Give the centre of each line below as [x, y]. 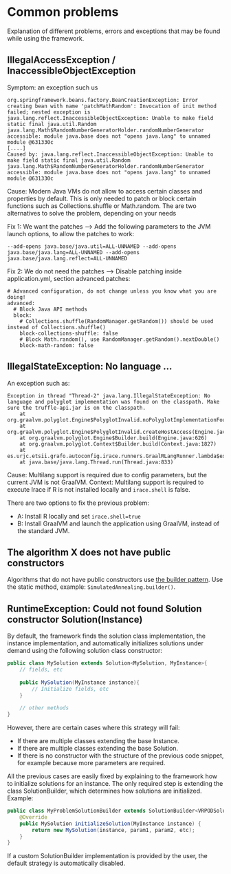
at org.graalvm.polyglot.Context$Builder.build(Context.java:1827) [118, 444]
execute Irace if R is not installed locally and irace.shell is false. [99, 489]
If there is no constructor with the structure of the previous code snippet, [120, 756]
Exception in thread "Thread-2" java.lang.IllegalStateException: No [109, 396]
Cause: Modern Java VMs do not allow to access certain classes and [105, 191]
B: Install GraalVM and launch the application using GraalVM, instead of [118, 523]
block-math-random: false [57, 345]
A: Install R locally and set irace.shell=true [79, 516]
